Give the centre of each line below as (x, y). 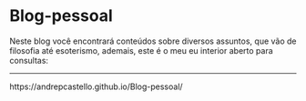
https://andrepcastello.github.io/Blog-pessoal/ (97, 86)
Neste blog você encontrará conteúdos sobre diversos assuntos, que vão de (153, 41)
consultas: (29, 60)
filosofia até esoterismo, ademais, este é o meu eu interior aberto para (141, 50)
